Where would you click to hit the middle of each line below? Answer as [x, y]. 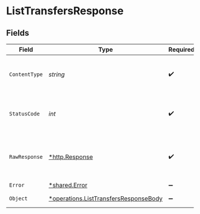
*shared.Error [68, 185]
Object [18, 198]
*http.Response [71, 157]
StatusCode [24, 114]
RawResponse [26, 157]
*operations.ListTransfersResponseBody [106, 199]
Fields [18, 33]
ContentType [26, 75]
